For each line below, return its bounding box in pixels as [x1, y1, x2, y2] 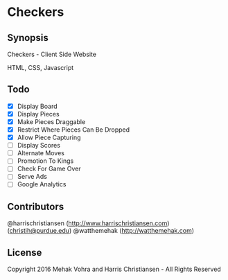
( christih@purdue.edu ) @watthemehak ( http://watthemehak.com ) [7, 227, 195, 235]
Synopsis [7, 32, 49, 44]
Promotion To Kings [17, 157, 74, 165]
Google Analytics [17, 180, 67, 189]
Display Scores [17, 141, 61, 150]
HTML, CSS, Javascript [7, 64, 74, 71]
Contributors [7, 200, 64, 212]
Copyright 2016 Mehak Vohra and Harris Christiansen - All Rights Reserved [7, 265, 222, 274]
